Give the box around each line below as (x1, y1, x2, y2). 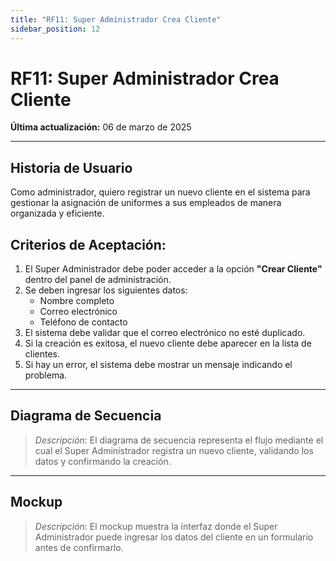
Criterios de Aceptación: (10, 236, 167, 253)
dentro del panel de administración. (24, 274, 172, 286)
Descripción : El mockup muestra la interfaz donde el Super (34, 520, 278, 532)
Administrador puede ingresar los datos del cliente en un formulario (34, 531, 314, 543)
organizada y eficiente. (10, 207, 105, 220)
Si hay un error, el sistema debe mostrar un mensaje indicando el (24, 359, 293, 371)
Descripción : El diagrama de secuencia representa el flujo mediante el (34, 434, 324, 446)
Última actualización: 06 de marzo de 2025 (10, 121, 192, 133)
